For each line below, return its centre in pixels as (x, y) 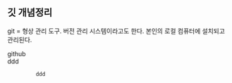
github (17, 53)
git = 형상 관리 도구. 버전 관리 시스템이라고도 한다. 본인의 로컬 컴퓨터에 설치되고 (116, 31)
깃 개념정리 (30, 13)
